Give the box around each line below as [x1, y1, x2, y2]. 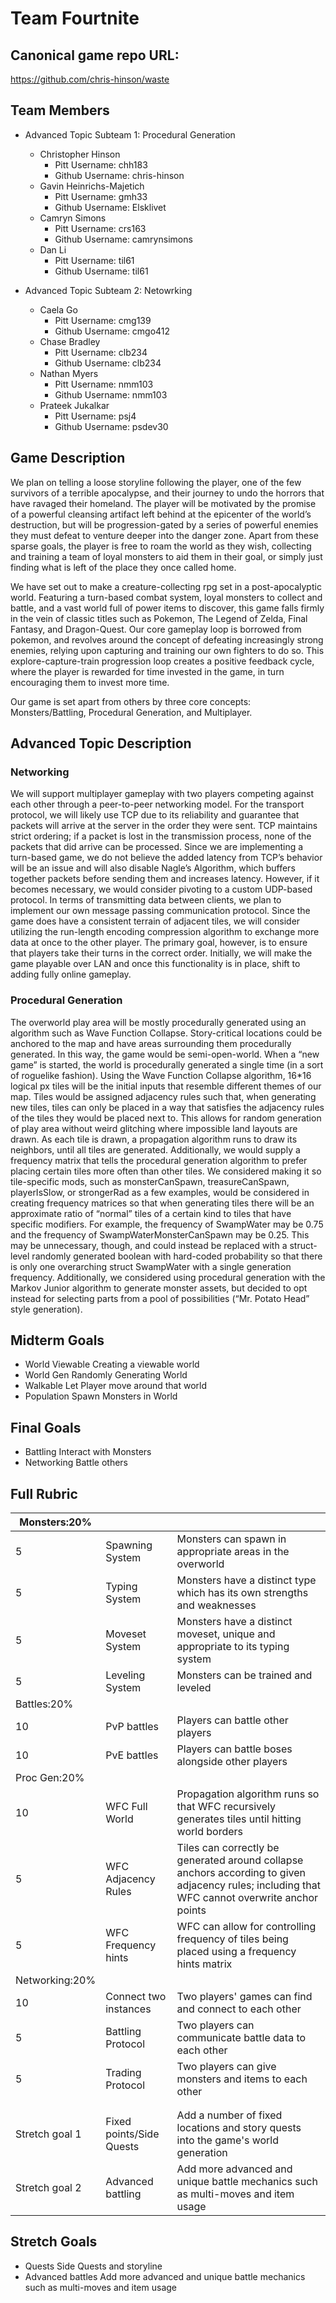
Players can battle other [176, 1713, 289, 1727]
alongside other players [176, 1755, 288, 1769]
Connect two [105, 1990, 167, 2004]
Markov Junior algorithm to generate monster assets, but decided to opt [10, 1282, 308, 1294]
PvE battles [105, 1748, 159, 1762]
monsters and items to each [176, 2072, 308, 2086]
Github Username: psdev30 [54, 420, 169, 432]
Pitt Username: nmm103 [54, 378, 154, 390]
